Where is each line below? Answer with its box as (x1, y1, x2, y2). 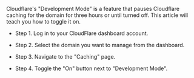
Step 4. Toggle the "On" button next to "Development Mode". (15, 65, 168, 72)
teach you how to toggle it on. (6, 18, 81, 25)
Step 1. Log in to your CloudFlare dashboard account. (15, 30, 149, 37)
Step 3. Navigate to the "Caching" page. (15, 53, 116, 60)
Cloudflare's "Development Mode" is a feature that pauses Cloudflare (6, 5, 180, 12)
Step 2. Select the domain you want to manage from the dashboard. (15, 42, 185, 48)
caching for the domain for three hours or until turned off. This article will (6, 11, 189, 19)
